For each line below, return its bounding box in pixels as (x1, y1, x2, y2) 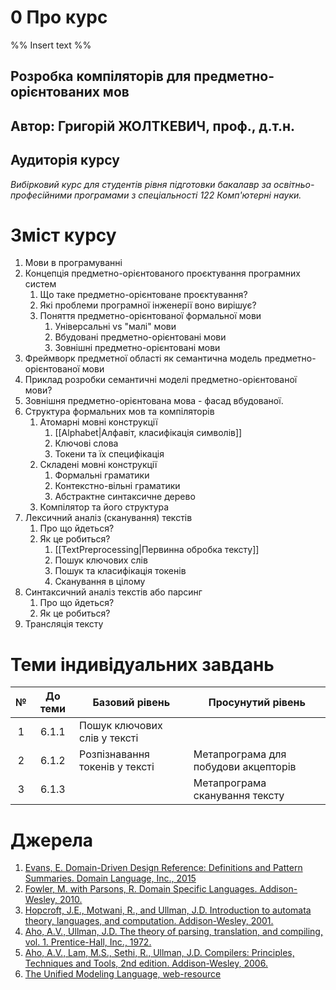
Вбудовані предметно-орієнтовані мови (54, 331, 227, 343)
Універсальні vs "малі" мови (54, 321, 177, 333)
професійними (10, 189, 73, 201)
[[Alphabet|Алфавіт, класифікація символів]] (54, 427, 243, 439)
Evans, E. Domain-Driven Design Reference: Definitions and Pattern (24, 862, 303, 874)
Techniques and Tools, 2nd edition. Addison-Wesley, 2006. (24, 957, 268, 970)
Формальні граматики (54, 469, 150, 481)
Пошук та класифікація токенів (54, 565, 187, 577)
